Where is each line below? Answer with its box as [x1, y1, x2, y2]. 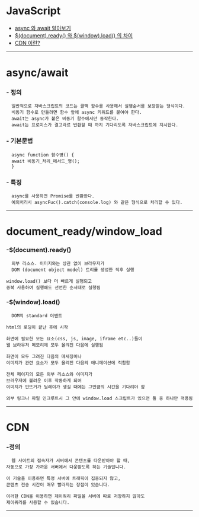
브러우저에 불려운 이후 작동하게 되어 [6, 378, 82, 384]
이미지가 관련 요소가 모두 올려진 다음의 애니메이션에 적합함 [6, 360, 130, 366]
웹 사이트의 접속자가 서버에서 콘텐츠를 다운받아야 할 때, [11, 458, 130, 464]
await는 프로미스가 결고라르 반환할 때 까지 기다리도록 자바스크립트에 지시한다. [11, 122, 179, 128]
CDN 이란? [14, 39, 40, 46]
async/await [6, 66, 69, 79]
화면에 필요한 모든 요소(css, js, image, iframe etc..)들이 [6, 336, 143, 342]
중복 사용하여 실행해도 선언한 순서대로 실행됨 [6, 285, 101, 291]
